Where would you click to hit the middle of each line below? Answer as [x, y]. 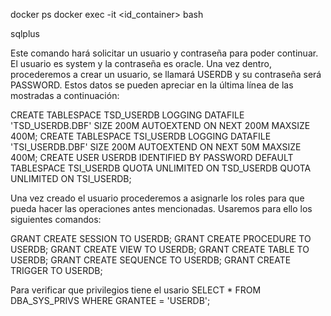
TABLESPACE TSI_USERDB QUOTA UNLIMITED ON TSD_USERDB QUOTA [161, 168]
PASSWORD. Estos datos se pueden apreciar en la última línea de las [152, 85]
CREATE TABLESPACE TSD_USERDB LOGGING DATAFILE [127, 115]
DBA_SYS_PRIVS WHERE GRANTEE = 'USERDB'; [110, 300]
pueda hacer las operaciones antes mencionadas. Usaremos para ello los [161, 208]
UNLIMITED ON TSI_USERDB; [71, 178]
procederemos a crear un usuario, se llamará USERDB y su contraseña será [166, 74]
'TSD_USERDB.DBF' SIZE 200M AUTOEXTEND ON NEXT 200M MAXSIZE [160, 125]
